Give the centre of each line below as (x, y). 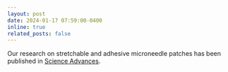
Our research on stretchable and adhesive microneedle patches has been (114, 54)
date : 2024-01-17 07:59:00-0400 (55, 20)
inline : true (26, 27)
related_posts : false (39, 34)
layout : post (26, 14)
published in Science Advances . (54, 61)
